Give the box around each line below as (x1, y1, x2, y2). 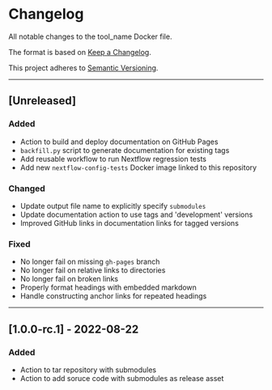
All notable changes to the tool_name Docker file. (8, 32, 172, 41)
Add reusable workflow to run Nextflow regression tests (19, 154, 206, 163)
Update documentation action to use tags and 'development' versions (19, 210, 253, 219)
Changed (8, 183, 46, 194)
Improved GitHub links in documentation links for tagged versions (19, 218, 239, 227)
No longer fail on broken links (19, 274, 119, 284)
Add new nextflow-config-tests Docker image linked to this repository (19, 163, 257, 172)
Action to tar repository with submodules (19, 365, 156, 375)
